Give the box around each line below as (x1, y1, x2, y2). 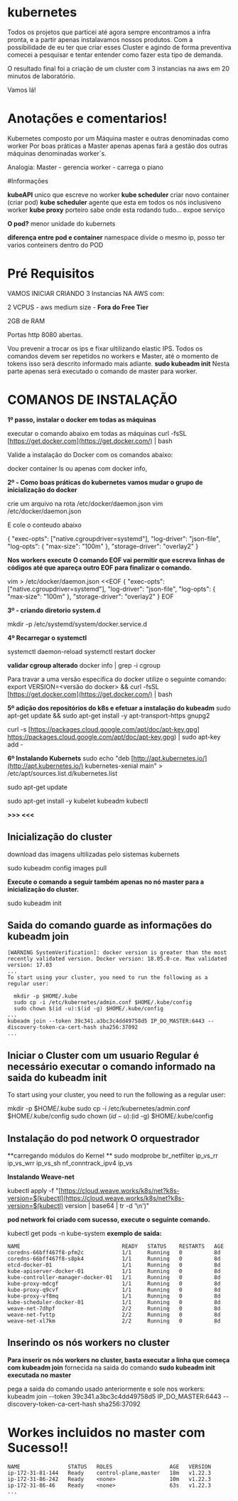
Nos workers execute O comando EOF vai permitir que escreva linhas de (7, 555, 225, 564)
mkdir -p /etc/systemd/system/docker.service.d (7, 619, 148, 628)
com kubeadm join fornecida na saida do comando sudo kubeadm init (7, 1363, 215, 1372)
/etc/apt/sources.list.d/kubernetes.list (7, 769, 118, 777)
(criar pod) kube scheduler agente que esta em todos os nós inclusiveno (7, 198, 222, 206)
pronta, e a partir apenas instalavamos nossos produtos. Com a (7, 35, 193, 43)
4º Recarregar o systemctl (7, 634, 87, 642)
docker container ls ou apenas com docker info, (7, 464, 148, 473)
